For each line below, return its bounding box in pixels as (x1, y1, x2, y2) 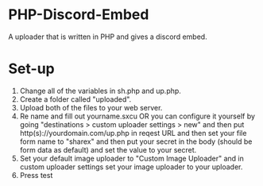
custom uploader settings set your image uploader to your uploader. (19, 161, 243, 172)
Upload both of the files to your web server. (19, 103, 163, 112)
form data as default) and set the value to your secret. (19, 145, 197, 154)
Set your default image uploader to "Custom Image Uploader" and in (19, 153, 245, 163)
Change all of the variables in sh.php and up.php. (19, 86, 181, 95)
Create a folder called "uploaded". (19, 94, 132, 104)
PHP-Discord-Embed (8, 6, 149, 24)
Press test (19, 170, 53, 180)
